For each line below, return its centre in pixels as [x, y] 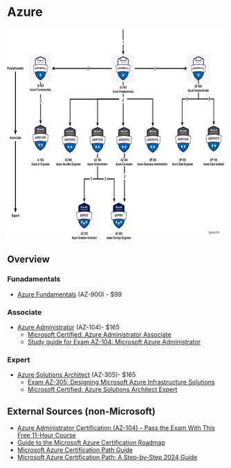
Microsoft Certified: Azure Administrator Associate [99, 334]
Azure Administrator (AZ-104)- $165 [68, 327]
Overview [29, 260]
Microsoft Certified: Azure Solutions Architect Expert [102, 390]
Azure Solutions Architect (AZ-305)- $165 [76, 375]
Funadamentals [34, 279]
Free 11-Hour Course [46, 436]
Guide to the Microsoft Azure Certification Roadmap [91, 442]
